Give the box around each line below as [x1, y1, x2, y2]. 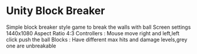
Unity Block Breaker [6, 4, 105, 18]
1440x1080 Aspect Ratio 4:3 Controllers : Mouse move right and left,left [6, 29, 180, 36]
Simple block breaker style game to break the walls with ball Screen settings [6, 23, 191, 31]
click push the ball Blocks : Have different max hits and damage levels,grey [6, 36, 188, 43]
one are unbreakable [6, 42, 56, 49]
